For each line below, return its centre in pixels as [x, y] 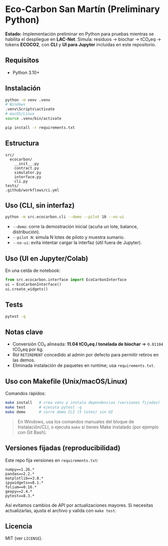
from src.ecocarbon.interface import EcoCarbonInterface [66, 280]
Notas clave [24, 332]
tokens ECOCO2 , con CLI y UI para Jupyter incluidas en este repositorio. [81, 44]
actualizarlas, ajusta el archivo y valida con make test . [61, 510]
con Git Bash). [32, 432]
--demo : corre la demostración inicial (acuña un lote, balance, [75, 227]
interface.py [28, 177]
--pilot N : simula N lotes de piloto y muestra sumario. [68, 237]
